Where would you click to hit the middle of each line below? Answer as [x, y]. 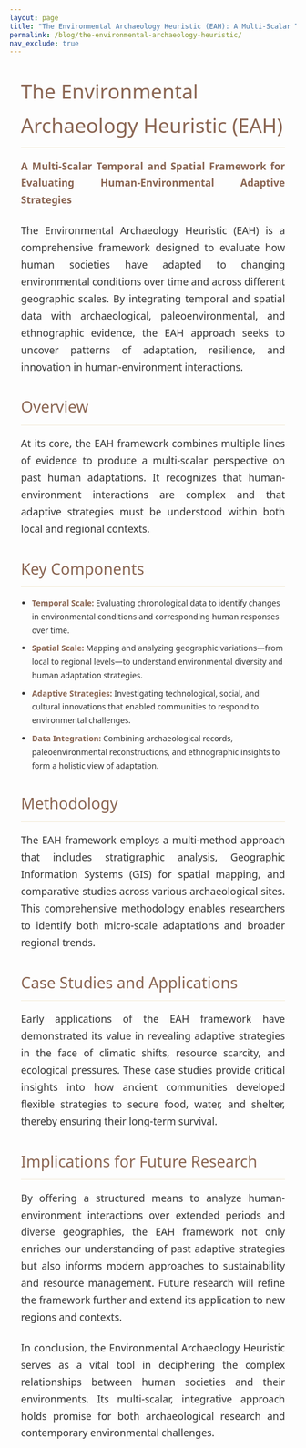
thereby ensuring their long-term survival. [119, 1121]
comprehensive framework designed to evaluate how [153, 248]
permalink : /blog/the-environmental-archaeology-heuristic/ [126, 35]
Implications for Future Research [139, 1161]
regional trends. [58, 942]
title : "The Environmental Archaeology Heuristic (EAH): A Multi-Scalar [150, 26]
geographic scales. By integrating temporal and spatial [153, 298]
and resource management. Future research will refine [153, 1283]
